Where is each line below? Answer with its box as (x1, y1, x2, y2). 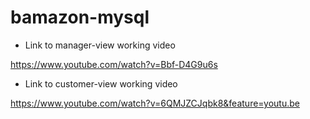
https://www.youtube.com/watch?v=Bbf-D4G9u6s (10, 58, 218, 70)
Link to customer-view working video (24, 77, 178, 90)
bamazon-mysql (10, 6, 150, 29)
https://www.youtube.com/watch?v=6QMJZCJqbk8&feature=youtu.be (10, 97, 300, 109)
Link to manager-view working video (24, 39, 176, 51)
